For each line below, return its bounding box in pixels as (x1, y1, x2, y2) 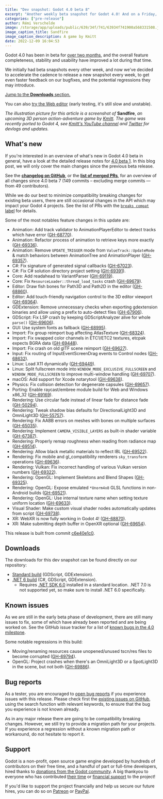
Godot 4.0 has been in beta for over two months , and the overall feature (5, 52, 148, 58)
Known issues (5, 601, 49, 610)
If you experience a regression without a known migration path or (5, 726, 136, 731)
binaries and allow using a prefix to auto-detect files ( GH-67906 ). (12, 309, 143, 315)
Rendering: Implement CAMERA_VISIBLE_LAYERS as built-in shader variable (12, 428, 157, 434)
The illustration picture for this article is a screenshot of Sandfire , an (5, 110, 143, 116)
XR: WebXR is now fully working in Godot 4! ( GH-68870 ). (12, 515, 126, 521)
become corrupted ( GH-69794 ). (12, 654, 77, 660)
